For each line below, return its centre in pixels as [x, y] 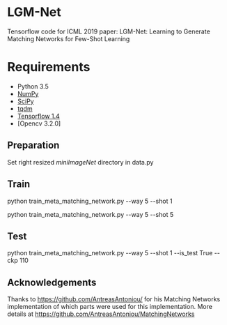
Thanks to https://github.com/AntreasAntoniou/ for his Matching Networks [114, 299]
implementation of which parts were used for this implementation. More [110, 307]
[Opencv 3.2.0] [39, 123]
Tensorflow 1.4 [39, 116]
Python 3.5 [33, 86]
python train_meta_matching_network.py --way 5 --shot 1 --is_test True [110, 253]
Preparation [33, 145]
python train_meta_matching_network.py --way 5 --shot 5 [91, 214]
